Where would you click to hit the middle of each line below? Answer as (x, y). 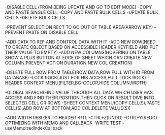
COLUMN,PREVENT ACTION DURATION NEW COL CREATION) (69, 63)
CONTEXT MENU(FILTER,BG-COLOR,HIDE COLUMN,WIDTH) (85, 83)
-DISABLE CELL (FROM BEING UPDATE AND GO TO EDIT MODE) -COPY (79, 7)
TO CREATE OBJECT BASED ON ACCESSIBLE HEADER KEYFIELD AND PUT (82, 47)
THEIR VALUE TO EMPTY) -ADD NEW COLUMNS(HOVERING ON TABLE (78, 52)
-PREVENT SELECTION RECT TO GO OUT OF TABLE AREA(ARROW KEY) (79, 27)
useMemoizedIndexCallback (34, 128)
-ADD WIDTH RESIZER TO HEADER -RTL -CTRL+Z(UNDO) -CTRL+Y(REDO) (81, 118)
